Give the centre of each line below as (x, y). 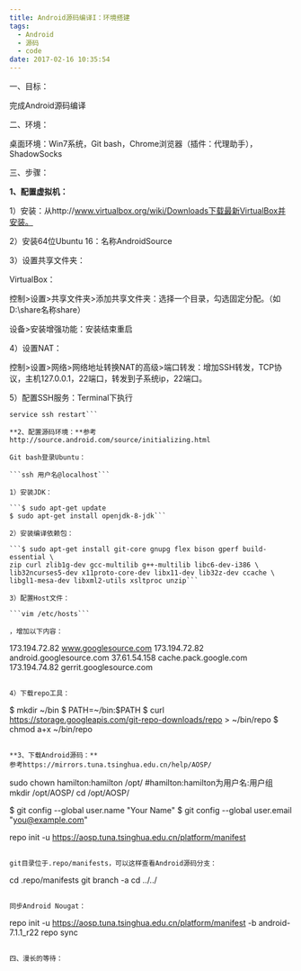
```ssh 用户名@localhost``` (60, 475)
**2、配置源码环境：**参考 (53, 432)
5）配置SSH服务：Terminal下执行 (71, 398)
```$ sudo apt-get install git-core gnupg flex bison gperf (124, 549)
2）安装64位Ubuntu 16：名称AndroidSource (91, 241)
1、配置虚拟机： (39, 191)
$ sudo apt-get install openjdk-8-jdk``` (88, 516)
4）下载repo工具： (40, 694)
